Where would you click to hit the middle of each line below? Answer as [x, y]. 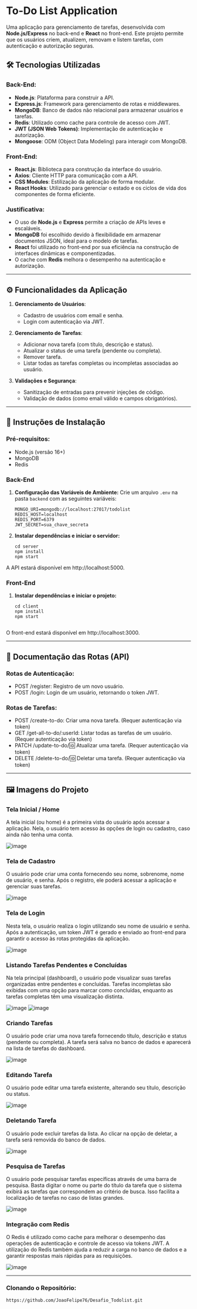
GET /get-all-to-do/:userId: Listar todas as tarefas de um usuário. [93, 733]
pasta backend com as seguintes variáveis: [65, 499]
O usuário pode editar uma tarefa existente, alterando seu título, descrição [96, 1088]
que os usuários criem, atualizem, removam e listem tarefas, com [85, 39]
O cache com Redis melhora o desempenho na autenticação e [90, 260]
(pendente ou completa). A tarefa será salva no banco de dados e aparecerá [98, 1042]
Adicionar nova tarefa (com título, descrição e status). [88, 344]
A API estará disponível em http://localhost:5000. [65, 568]
